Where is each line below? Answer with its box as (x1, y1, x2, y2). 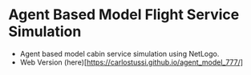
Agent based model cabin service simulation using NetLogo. (19, 49, 220, 58)
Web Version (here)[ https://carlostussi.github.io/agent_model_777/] (19, 57, 243, 67)
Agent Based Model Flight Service (8, 6, 240, 24)
